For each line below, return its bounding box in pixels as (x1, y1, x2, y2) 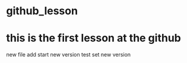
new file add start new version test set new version (6, 51, 131, 58)
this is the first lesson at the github (6, 31, 181, 45)
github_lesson (6, 4, 78, 18)
